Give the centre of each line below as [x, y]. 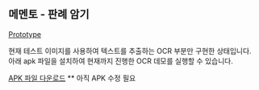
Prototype [25, 34]
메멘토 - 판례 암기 [49, 14]
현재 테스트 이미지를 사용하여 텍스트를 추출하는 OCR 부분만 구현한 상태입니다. [130, 51]
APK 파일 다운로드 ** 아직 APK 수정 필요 [72, 78]
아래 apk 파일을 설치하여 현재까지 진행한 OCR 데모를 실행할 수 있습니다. [121, 61]
